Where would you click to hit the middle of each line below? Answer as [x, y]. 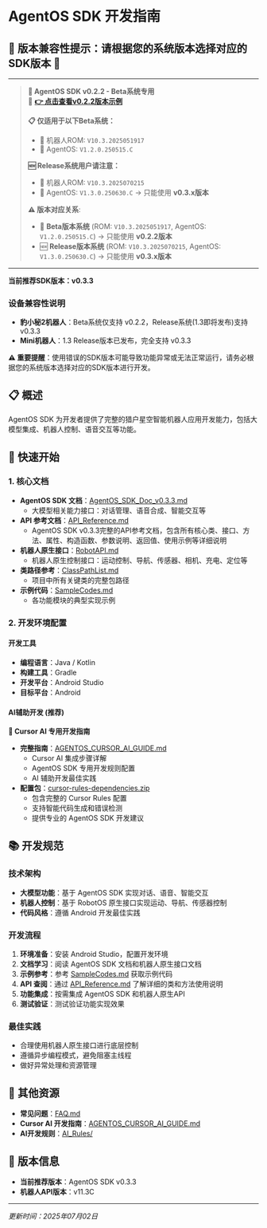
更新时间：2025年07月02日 [53, 1216]
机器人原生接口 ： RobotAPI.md [69, 550]
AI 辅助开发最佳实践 [64, 778]
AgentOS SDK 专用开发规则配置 [83, 768]
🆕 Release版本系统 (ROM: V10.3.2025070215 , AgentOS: [130, 246]
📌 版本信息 [34, 1161]
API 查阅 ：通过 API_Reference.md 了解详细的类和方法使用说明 [122, 984]
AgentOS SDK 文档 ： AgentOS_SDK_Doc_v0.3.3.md [104, 500]
